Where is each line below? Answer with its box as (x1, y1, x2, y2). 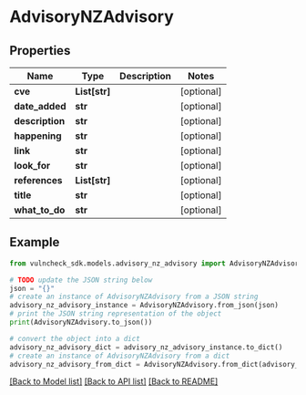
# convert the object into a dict (9, 334, 141, 343)
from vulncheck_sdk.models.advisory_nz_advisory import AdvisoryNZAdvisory (9, 258, 303, 268)
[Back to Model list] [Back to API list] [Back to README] (9, 376, 219, 387)
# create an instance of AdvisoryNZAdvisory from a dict (9, 351, 230, 360)
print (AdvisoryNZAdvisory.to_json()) (9, 317, 153, 327)
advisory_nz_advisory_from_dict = (9, 359, 141, 369)
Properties (9, 43, 71, 58)
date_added (14, 100, 66, 112)
